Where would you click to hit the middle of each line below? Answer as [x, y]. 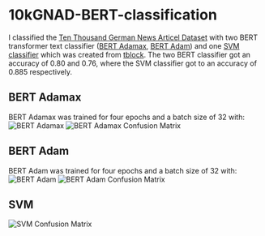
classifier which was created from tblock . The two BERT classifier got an [130, 54]
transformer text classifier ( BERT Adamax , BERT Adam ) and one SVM [124, 45]
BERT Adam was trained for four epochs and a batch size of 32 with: [123, 170]
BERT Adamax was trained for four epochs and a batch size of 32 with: [127, 117]
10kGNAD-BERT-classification [113, 15]
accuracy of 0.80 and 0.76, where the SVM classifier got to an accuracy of [133, 63]
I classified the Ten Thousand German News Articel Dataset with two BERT [133, 37]
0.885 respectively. [41, 71]
